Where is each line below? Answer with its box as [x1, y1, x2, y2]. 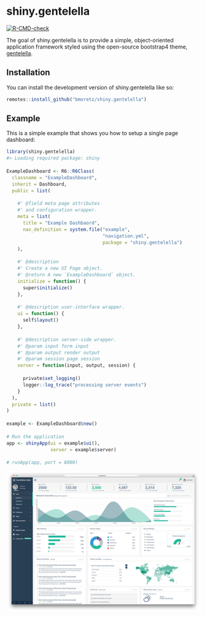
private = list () [12, 401, 56, 408]
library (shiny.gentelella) [6, 149, 75, 155]
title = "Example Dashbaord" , [22, 220, 100, 227]
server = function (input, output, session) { [17, 362, 136, 369]
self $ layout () [22, 317, 60, 324]
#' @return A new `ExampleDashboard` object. [17, 272, 136, 278]
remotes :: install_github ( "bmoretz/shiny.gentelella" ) [6, 96, 147, 103]
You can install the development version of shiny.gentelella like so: [6, 83, 174, 91]
